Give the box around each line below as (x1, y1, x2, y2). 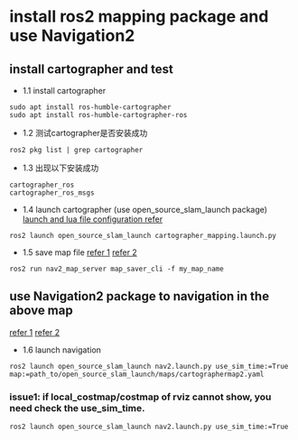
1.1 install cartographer (22, 86, 107, 96)
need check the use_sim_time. (9, 401, 145, 414)
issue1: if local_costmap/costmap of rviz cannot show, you (9, 390, 272, 403)
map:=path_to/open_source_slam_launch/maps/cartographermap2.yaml (9, 370, 265, 379)
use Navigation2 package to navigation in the (9, 289, 269, 304)
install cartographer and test (9, 61, 173, 77)
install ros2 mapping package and (9, 6, 269, 27)
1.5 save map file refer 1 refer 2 (22, 247, 137, 258)
